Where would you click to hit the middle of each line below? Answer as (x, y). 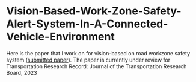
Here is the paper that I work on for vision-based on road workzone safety (98, 53)
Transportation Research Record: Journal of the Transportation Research (96, 66)
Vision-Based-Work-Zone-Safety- (94, 11)
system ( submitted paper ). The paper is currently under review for (88, 60)
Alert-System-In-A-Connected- (87, 24)
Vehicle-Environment (61, 37)
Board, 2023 (22, 72)
